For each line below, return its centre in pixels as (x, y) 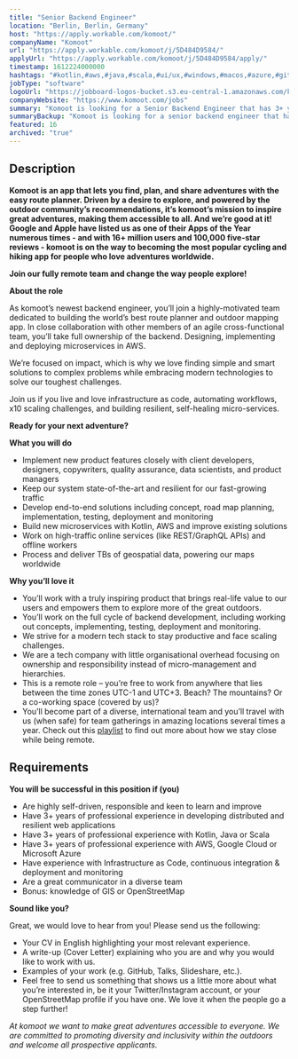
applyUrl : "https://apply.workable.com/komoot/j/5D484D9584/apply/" (138, 59)
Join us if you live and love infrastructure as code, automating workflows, (143, 399)
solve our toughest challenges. (66, 382)
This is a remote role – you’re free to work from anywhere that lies (142, 683)
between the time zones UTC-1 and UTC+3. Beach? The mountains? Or (152, 692)
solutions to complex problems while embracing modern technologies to (141, 372)
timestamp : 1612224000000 (57, 67)
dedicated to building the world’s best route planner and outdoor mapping (144, 317)
